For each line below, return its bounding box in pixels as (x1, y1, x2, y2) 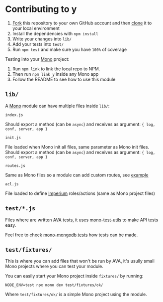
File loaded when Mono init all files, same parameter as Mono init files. (5, 144, 150, 150)
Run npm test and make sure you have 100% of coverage (12, 46, 127, 52)
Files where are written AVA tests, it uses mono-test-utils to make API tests (5, 217, 159, 223)
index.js (5, 112, 23, 118)
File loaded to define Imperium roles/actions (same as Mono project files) (5, 190, 156, 196)
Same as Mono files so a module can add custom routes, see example (5, 172, 149, 178)
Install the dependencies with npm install (12, 30, 98, 36)
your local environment (12, 25, 60, 31)
